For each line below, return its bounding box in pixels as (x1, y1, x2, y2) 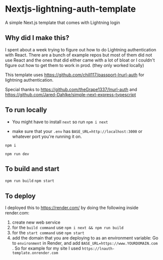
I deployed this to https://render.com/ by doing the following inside (5, 205, 139, 211)
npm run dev (5, 152, 29, 156)
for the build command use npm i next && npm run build (12, 225, 124, 231)
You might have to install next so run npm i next (12, 119, 109, 125)
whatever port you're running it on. (12, 133, 82, 139)
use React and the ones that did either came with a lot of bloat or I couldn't (5, 57, 155, 63)
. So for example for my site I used (12, 245, 81, 251)
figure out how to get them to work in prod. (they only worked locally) (5, 62, 145, 68)
